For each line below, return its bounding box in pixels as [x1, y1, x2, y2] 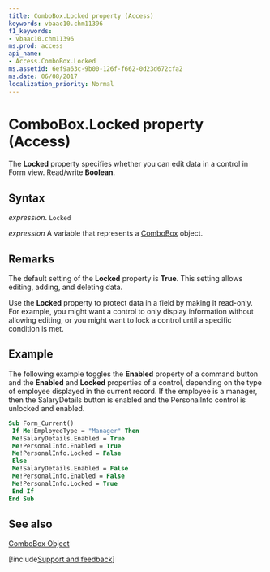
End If [11, 487, 35, 496]
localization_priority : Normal [8, 80, 114, 88]
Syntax [8, 191, 45, 205]
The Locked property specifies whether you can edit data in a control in [8, 159, 249, 169]
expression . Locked [8, 213, 71, 223]
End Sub [8, 495, 35, 503]
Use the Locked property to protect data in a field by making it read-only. [8, 298, 253, 308]
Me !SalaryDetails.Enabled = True [11, 434, 126, 443]
